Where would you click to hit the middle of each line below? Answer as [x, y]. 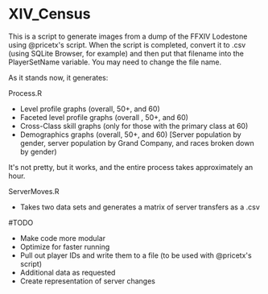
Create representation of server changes [87, 281]
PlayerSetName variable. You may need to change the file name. [115, 62]
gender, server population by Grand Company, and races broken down [137, 143]
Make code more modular [63, 238]
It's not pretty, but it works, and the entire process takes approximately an [131, 167]
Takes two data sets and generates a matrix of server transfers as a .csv [140, 207]
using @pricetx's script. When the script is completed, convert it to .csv [127, 44]
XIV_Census [49, 14]
